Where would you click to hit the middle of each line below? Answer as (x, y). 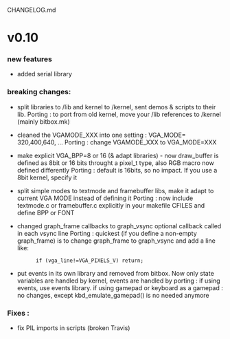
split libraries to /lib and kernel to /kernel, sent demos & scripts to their (116, 107)
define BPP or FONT (46, 212)
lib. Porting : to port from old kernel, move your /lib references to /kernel (119, 114)
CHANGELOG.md (32, 10)
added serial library (44, 74)
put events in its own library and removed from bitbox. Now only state (115, 273)
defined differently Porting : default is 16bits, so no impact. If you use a (117, 170)
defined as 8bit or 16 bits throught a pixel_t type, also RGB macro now (115, 163)
